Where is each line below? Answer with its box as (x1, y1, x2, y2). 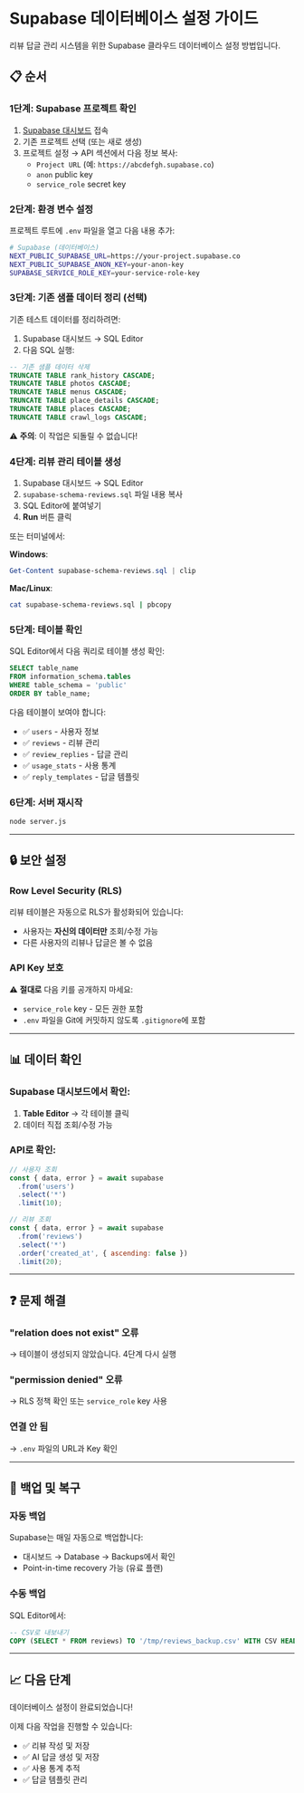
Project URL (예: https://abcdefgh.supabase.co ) (35, 158, 214, 169)
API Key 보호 (9, 962, 64, 974)
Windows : (9, 549, 49, 560)
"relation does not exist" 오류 (9, 1326, 139, 1338)
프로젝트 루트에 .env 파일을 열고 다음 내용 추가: (9, 225, 176, 235)
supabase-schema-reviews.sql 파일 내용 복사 (22, 489, 184, 500)
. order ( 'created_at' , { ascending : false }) (17, 1249, 188, 1258)
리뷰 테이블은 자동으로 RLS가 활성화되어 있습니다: (9, 906, 184, 917)
